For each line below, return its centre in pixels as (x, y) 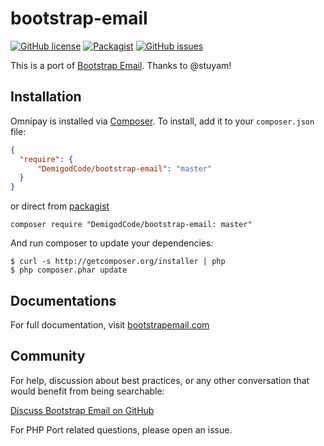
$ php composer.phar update (69, 270)
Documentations (63, 300)
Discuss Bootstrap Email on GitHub (82, 410)
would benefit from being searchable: (87, 391)
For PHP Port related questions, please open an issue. (121, 429)
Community (48, 356)
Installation (46, 97)
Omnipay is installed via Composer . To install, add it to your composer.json (162, 121)
